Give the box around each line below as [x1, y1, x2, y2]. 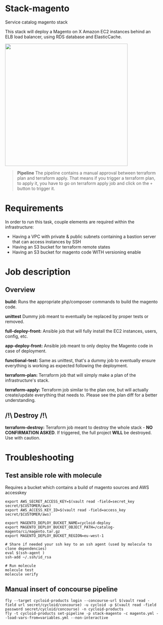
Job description [5, 266, 71, 278]
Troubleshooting [5, 452, 74, 463]
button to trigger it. [17, 185, 55, 191]
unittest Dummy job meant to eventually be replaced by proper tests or [5, 313, 149, 319]
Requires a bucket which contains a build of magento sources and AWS [5, 484, 149, 490]
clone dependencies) [5, 546, 47, 551]
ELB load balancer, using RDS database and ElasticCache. [5, 34, 122, 40]
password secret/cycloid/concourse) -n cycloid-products [5, 606, 124, 612]
